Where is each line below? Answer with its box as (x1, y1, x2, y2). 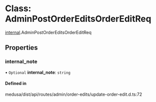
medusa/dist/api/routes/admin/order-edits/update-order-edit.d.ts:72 (5, 91, 142, 97)
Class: (5, 3, 32, 14)
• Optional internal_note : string (5, 69, 71, 75)
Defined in (5, 81, 27, 86)
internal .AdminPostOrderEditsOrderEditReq (5, 29, 92, 35)
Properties (5, 43, 38, 52)
